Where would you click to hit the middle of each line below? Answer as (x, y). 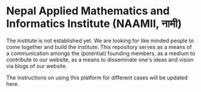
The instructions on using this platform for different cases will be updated (97, 77)
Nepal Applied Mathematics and (88, 11)
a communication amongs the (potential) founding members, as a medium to (101, 53)
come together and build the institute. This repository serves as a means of (99, 47)
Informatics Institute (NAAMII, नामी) (94, 24)
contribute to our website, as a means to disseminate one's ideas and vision (100, 59)
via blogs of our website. (37, 66)
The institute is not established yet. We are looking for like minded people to (100, 41)
